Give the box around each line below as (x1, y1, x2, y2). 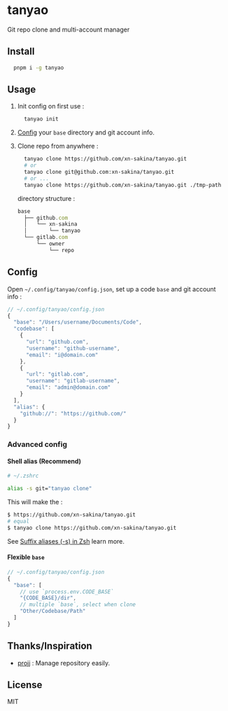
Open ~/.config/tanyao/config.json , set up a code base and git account (7, 284, 216, 293)
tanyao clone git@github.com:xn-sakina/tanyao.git (24, 169, 175, 176)
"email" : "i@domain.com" (25, 351, 99, 359)
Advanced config (7, 440, 68, 450)
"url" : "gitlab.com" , (25, 371, 90, 378)
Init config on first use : (17, 102, 85, 111)
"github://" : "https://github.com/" (20, 410, 127, 417)
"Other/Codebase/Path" (20, 608, 86, 615)
